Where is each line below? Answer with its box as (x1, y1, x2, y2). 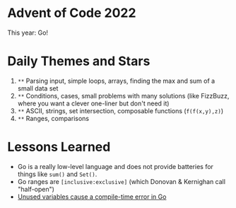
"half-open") (17, 185, 55, 193)
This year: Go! (7, 28, 48, 37)
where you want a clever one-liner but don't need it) (17, 99, 170, 108)
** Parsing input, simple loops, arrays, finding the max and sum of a (17, 76, 216, 85)
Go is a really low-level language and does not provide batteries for (17, 162, 214, 171)
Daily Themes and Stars (7, 53, 151, 69)
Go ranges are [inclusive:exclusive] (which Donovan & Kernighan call (17, 177, 226, 185)
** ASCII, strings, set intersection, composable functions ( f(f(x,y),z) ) (17, 106, 224, 115)
